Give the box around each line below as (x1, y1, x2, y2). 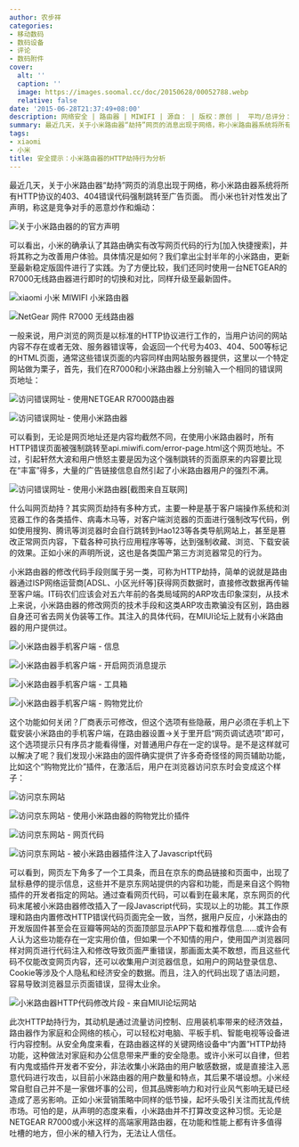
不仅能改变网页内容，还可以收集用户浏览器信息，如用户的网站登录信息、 (16, 955, 282, 967)
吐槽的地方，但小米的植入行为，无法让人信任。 (9, 1127, 181, 1138)
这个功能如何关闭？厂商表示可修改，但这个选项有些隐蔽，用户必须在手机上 (9, 717, 282, 727)
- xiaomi (9, 137, 42, 146)
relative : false (17, 95, 77, 105)
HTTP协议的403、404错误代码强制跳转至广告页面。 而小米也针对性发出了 (16, 191, 288, 201)
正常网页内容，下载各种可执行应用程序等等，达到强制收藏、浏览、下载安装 (16, 536, 290, 546)
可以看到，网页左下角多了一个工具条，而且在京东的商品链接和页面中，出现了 (9, 866, 290, 878)
